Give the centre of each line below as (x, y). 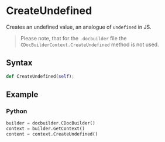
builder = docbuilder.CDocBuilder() (51, 123)
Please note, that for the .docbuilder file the (73, 38)
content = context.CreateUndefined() (52, 134)
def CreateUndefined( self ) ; (40, 76)
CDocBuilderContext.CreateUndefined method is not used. (90, 44)
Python (17, 111)
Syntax (19, 63)
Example (22, 95)
